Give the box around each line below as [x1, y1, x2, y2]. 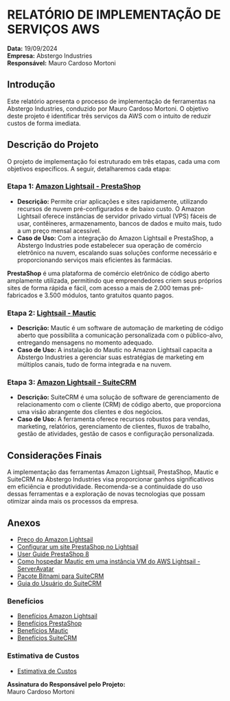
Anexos [7, 517, 41, 529]
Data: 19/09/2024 [7, 44, 58, 52]
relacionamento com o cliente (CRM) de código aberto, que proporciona [16, 400, 222, 409]
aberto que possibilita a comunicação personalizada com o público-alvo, [16, 331, 223, 340]
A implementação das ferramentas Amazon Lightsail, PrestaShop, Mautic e [7, 468, 219, 476]
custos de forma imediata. [7, 119, 81, 127]
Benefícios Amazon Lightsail [16, 612, 97, 621]
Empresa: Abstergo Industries [7, 52, 93, 60]
